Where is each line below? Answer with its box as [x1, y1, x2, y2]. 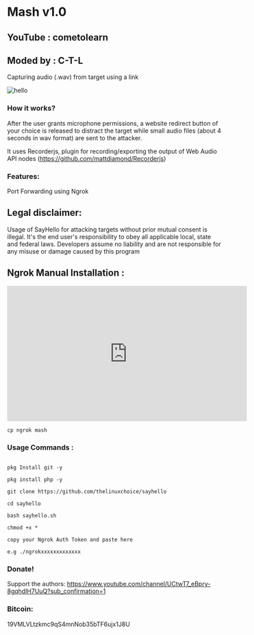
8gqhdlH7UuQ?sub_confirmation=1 [7, 587, 106, 595]
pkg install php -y [7, 476, 63, 483]
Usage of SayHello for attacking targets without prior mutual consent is [7, 225, 207, 234]
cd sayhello [7, 500, 41, 507]
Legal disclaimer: [7, 207, 82, 219]
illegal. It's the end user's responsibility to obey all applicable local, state [7, 232, 212, 241]
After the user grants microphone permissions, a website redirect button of [7, 119, 218, 127]
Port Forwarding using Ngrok [7, 187, 89, 195]
